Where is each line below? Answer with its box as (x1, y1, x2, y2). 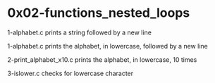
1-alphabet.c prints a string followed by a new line (7, 28, 152, 37)
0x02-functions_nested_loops (7, 5, 190, 21)
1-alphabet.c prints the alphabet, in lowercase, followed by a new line (7, 41, 208, 50)
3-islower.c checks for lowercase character (7, 69, 134, 77)
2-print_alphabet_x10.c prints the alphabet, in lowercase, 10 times (7, 55, 197, 64)
